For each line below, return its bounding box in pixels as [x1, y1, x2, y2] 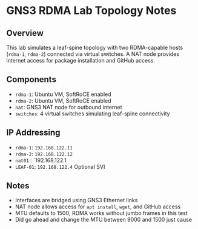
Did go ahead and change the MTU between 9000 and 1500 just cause [15, 216, 193, 224]
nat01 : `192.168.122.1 [15, 156, 67, 164]
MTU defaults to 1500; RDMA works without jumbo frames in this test [15, 210, 188, 217]
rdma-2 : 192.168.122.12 [15, 150, 73, 157]
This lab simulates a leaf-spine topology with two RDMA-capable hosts [6, 44, 183, 51]
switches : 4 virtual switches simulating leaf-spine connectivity [15, 110, 171, 117]
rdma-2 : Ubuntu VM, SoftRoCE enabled [15, 97, 111, 104]
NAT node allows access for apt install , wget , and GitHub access [15, 203, 181, 210]
